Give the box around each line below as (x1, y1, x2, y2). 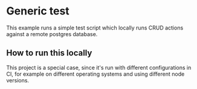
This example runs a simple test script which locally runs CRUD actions (6, 24, 184, 31)
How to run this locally (6, 48, 92, 58)
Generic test (6, 4, 69, 18)
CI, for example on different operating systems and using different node (6, 70, 185, 78)
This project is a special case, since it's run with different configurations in (6, 64, 192, 71)
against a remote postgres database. (6, 30, 98, 37)
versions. (6, 76, 29, 84)
